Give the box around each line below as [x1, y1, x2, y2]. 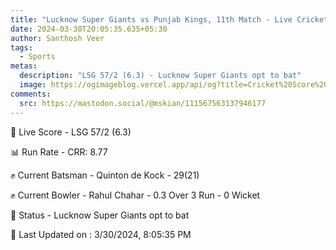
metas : [10, 61, 38, 71]
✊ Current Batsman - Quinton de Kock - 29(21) [10, 169, 200, 181]
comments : [10, 89, 52, 99]
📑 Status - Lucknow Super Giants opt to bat [10, 209, 190, 221]
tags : [10, 42, 33, 53]
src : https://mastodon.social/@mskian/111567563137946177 [19, 98, 267, 108]
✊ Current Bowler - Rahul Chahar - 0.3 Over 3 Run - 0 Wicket [10, 189, 261, 201]
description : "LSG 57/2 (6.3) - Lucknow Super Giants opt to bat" [19, 71, 302, 81]
